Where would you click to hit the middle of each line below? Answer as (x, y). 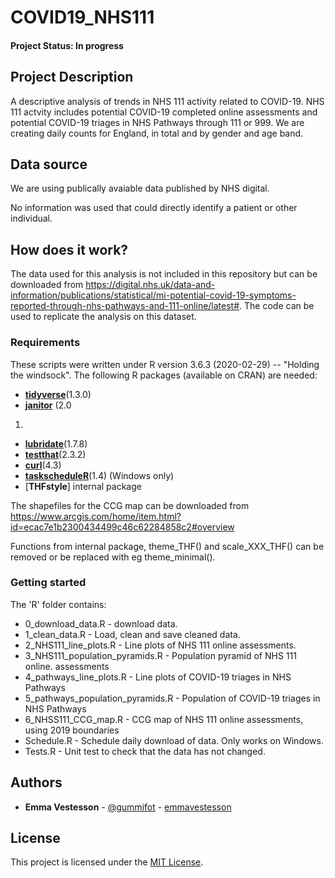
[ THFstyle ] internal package (83, 486)
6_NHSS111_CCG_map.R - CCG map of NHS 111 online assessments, (164, 719)
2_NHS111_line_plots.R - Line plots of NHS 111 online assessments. (160, 645)
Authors (36, 782)
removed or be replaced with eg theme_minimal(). (113, 557)
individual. (31, 218)
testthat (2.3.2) (55, 454)
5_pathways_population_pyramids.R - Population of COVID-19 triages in (172, 698)
